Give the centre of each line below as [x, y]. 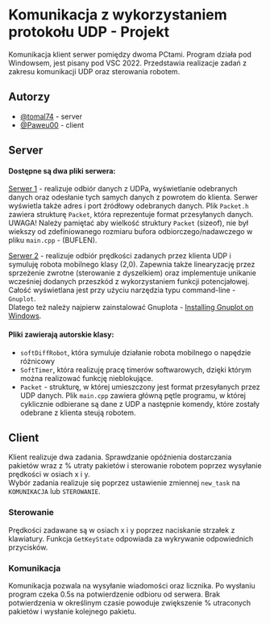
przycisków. [28, 547]
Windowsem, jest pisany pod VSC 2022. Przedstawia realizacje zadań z [128, 63]
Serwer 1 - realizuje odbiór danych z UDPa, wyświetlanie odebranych [123, 189]
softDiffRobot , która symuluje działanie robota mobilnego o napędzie [135, 352]
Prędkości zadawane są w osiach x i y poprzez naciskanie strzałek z [122, 530]
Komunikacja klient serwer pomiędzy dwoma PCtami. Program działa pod [130, 54]
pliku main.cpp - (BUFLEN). [53, 241]
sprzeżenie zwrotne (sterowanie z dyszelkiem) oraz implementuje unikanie [132, 273]
